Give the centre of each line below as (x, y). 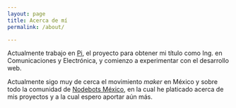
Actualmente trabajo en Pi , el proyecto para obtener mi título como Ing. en (115, 53)
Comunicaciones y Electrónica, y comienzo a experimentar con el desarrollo (118, 61)
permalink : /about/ (36, 27)
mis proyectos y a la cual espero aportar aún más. (80, 97)
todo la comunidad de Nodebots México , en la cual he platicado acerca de (116, 90)
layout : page (26, 14)
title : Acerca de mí (38, 20)
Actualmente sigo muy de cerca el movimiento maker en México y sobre (112, 82)
